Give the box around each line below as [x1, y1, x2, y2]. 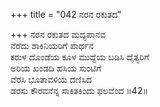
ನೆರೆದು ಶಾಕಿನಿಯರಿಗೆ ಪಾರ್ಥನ [10, 40, 95, 51]
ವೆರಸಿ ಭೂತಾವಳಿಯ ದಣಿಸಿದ [10, 74, 93, 85]
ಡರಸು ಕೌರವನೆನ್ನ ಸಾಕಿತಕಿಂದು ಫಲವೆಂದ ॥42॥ [10, 85, 148, 96]
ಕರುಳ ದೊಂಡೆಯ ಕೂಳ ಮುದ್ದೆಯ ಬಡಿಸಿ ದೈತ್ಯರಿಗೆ [10, 51, 150, 63]
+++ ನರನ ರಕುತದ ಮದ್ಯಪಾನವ [10, 29, 107, 40]
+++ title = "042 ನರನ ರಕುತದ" [10, 9, 122, 20]
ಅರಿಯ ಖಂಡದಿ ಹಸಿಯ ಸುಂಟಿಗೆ [10, 62, 102, 74]
